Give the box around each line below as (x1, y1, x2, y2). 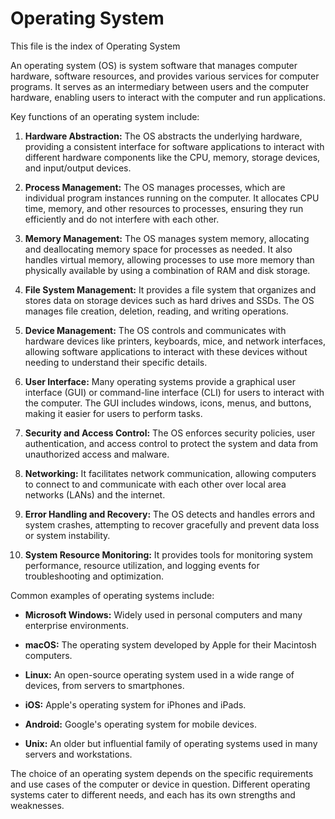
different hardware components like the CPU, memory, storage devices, (24, 151, 321, 163)
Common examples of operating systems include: (10, 589, 215, 601)
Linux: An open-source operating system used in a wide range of (24, 668, 295, 681)
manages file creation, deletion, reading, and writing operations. (24, 305, 289, 317)
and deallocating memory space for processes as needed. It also (24, 243, 293, 255)
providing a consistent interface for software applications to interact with (24, 140, 325, 152)
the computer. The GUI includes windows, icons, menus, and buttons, (24, 397, 312, 409)
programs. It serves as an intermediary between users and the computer (10, 80, 310, 92)
